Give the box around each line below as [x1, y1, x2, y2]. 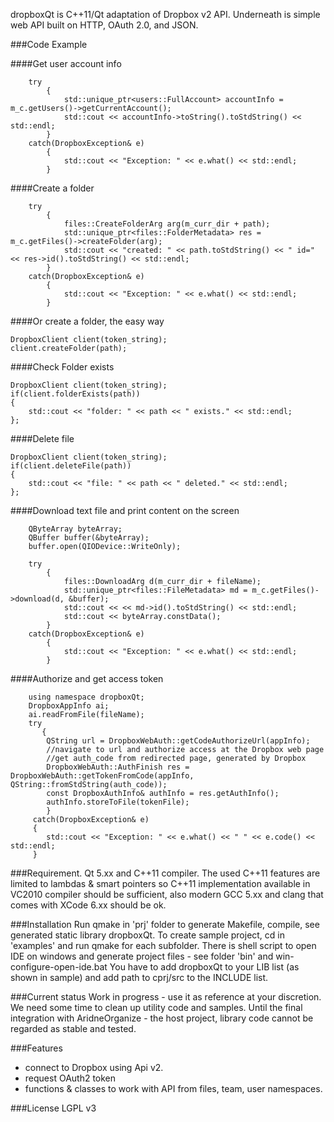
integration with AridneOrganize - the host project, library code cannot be [10, 1012, 314, 1024]
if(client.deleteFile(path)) [10, 461, 132, 471]
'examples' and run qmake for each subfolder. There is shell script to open [10, 940, 317, 951]
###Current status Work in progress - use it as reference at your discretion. [10, 991, 322, 1003]
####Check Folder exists [10, 361, 115, 373]
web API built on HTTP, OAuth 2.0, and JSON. [10, 19, 199, 31]
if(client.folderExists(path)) [10, 389, 141, 399]
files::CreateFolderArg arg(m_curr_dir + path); [63, 219, 271, 229]
